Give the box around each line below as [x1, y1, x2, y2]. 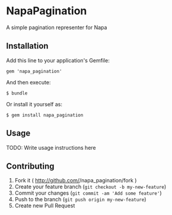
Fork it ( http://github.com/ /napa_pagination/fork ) [14, 177, 137, 184]
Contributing [6, 161, 55, 171]
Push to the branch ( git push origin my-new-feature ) [14, 196, 146, 203]
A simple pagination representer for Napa [6, 24, 107, 31]
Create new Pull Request [14, 202, 75, 209]
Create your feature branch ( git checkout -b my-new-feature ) [14, 183, 167, 191]
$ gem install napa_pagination [6, 112, 84, 118]
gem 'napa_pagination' [6, 68, 62, 74]
